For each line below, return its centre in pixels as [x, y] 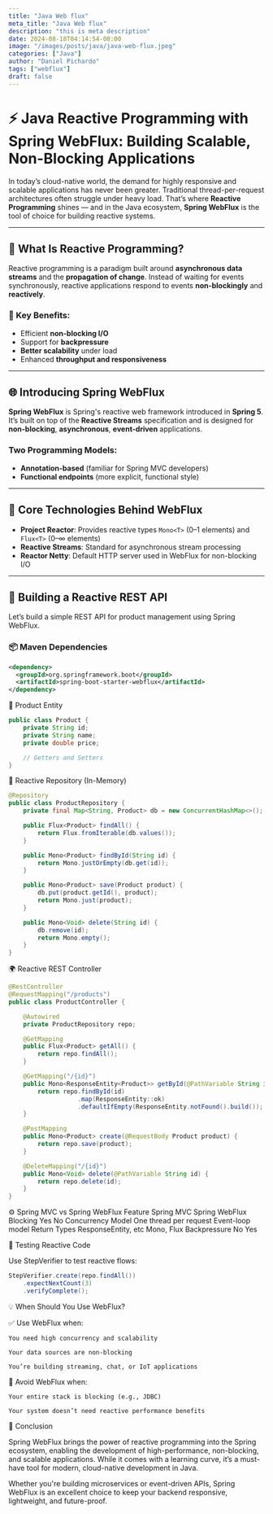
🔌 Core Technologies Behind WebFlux [106, 510]
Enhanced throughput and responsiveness [93, 359]
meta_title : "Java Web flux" [58, 24]
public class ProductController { [67, 1002]
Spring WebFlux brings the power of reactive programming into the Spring [132, 1442]
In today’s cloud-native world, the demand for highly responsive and [123, 181]
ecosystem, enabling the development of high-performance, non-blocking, [134, 1451]
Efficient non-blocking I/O [64, 333]
